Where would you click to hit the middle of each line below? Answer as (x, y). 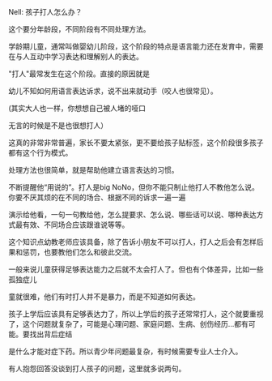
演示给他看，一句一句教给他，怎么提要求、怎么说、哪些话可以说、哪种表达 (132, 214)
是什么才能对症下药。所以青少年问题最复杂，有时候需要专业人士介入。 (125, 351)
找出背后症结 (51, 334)
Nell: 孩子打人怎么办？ (45, 12)
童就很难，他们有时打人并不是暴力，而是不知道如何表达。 (104, 297)
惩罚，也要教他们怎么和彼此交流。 (79, 252)
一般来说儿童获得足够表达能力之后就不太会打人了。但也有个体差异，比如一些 (136, 269)
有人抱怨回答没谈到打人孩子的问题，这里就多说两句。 (97, 368)
